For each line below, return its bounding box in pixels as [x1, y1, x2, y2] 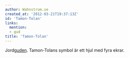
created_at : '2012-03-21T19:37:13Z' [5, 12, 79, 16]
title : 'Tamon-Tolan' [5, 34, 49, 39]
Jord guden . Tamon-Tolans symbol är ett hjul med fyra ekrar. [5, 47, 125, 53]
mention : [9, 25, 27, 30]
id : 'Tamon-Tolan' [5, 16, 42, 21]
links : [5, 20, 18, 26]
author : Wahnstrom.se [5, 7, 49, 12]
